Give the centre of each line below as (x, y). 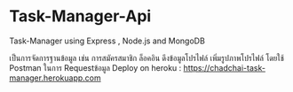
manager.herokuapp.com (55, 78)
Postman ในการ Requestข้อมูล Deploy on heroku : (95, 67)
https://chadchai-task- (225, 67)
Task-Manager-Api (80, 16)
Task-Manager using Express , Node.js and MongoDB (107, 41)
